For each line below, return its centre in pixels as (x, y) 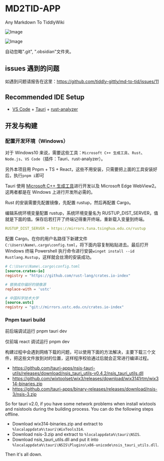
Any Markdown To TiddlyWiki (35, 22)
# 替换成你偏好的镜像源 (26, 284)
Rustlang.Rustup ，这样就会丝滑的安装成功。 (50, 257)
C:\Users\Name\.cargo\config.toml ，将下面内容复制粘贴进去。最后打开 (77, 245)
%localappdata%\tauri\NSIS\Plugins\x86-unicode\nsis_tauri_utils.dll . (85, 445)
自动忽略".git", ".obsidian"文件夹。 (40, 51)
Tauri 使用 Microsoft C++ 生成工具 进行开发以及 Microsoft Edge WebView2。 (82, 186)
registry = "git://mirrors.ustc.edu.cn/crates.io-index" (65, 307)
